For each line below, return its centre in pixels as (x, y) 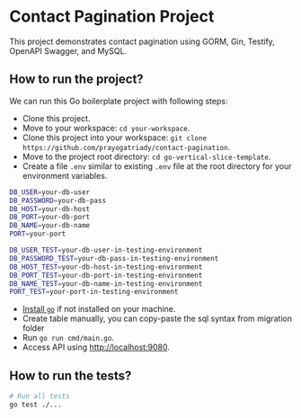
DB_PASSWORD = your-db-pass (58, 200)
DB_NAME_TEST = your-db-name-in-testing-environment (106, 284)
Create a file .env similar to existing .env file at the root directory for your (157, 166)
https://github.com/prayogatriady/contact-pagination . (126, 147)
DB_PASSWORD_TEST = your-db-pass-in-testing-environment (114, 258)
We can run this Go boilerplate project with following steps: (119, 101)
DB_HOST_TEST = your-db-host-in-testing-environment (106, 267)
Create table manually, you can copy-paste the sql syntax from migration (157, 319)
